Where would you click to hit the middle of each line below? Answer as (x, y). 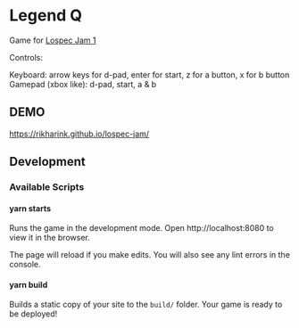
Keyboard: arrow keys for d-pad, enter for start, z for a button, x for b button (149, 74)
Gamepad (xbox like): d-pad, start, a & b (83, 84)
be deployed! (33, 314)
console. (25, 265)
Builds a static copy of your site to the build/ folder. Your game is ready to (146, 305)
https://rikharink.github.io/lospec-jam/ (79, 134)
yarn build (29, 284)
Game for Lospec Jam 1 (53, 40)
